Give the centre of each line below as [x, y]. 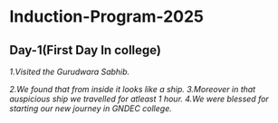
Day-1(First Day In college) [85, 50]
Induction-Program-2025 [107, 17]
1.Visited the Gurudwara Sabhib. [70, 71]
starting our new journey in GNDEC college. [91, 109]
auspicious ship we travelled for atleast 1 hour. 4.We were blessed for [139, 99]
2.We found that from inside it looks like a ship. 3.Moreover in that [133, 89]
